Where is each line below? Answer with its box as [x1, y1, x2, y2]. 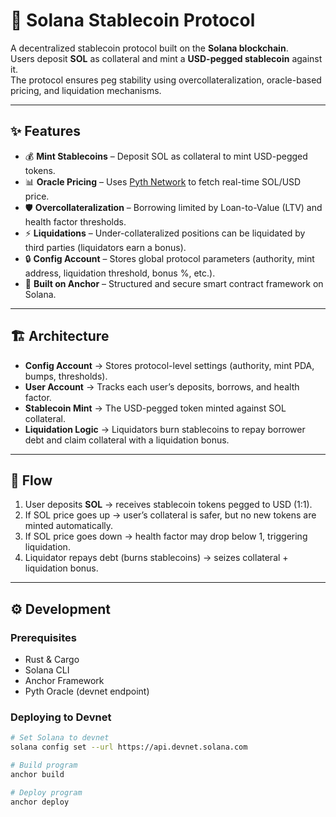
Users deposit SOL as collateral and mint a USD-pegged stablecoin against [10, 52, 323, 64]
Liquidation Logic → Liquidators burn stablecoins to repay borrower [24, 423, 306, 435]
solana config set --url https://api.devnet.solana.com [10, 742, 248, 753]
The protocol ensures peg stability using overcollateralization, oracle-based [10, 74, 322, 86]
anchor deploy [10, 797, 70, 807]
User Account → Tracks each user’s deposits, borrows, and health [24, 380, 300, 393]
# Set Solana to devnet [10, 733, 110, 743]
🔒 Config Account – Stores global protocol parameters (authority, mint [24, 252, 315, 264]
